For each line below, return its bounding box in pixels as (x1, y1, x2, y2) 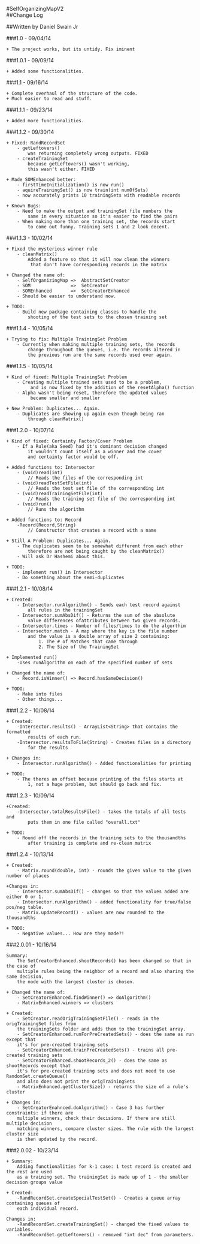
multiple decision (6, 1120, 52, 1126)
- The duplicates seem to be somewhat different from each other (17, 543, 184, 549)
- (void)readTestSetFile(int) (17, 480, 93, 486)
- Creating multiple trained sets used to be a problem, (17, 379, 162, 385)
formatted (6, 729, 31, 735)
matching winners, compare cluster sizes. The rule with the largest (17, 1126, 195, 1132)
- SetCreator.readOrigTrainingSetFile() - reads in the (17, 1016, 160, 1022)
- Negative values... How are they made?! (17, 930, 125, 936)
